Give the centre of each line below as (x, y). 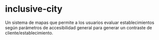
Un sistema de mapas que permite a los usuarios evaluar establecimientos (80, 22)
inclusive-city (34, 9)
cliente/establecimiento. (29, 33)
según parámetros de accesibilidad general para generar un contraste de (79, 27)
